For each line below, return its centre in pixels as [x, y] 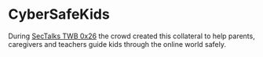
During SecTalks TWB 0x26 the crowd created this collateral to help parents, [131, 36]
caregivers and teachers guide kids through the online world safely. [117, 44]
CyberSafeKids [59, 14]
